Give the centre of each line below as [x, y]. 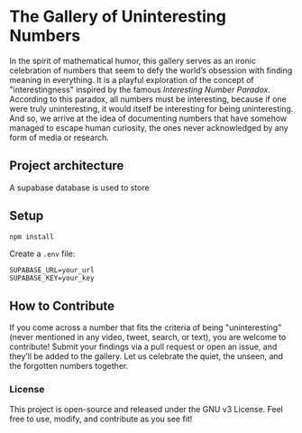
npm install [32, 236]
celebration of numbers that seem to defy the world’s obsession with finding [151, 70]
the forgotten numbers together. [69, 366]
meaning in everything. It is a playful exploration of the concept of [132, 79]
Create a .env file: [42, 253]
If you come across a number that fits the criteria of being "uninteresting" [146, 327]
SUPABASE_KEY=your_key [52, 278]
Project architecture [67, 166]
